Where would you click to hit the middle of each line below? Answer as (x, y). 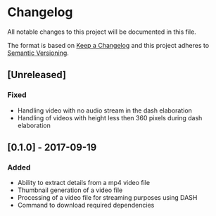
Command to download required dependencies (86, 205)
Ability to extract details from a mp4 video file (83, 183)
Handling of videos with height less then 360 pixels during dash (110, 117)
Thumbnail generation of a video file (70, 190)
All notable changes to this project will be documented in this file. (102, 32)
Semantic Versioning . (38, 53)
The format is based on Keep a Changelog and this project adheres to (108, 45)
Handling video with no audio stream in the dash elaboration (104, 110)
